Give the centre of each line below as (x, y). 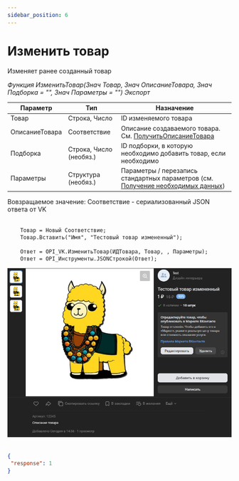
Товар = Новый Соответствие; (63, 230)
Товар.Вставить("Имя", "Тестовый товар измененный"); (101, 237)
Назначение (175, 108)
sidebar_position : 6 (38, 15)
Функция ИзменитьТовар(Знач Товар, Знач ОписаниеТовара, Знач (110, 85)
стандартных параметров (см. (167, 179)
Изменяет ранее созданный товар (59, 70)
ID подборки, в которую (157, 145)
